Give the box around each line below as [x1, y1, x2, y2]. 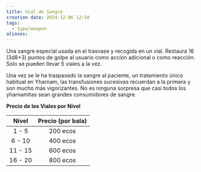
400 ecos [49, 137, 76, 145]
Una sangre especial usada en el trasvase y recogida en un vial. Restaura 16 [6, 47, 194, 55]
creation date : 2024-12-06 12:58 [6, 14, 90, 20]
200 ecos [49, 127, 76, 135]
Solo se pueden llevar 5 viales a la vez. [6, 61, 102, 68]
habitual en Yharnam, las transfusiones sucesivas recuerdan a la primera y [6, 79, 191, 86]
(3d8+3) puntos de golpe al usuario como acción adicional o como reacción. [6, 54, 196, 61]
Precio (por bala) [38, 117, 87, 125]
